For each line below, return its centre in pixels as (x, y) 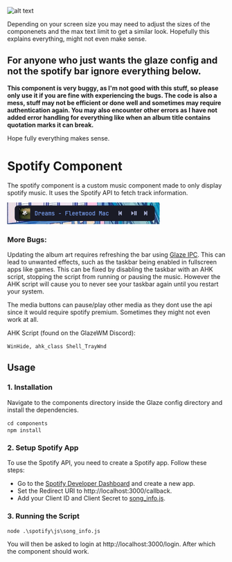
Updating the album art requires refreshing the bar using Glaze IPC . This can (116, 255)
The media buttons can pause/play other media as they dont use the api (110, 305)
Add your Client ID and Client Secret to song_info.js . (91, 498)
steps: (16, 470)
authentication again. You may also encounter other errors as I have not (113, 110)
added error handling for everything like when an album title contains (109, 117)
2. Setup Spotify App (43, 448)
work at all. (23, 320)
